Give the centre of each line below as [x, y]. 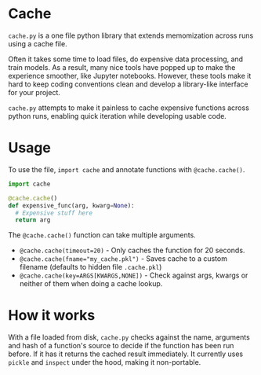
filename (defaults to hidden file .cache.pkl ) [91, 267]
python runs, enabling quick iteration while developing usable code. [118, 116]
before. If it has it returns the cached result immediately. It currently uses [126, 354]
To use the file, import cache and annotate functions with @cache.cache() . [127, 169]
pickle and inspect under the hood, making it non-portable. [105, 362]
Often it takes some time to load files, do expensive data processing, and [126, 59]
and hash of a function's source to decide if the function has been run [121, 346]
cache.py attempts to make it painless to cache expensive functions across [129, 108]
